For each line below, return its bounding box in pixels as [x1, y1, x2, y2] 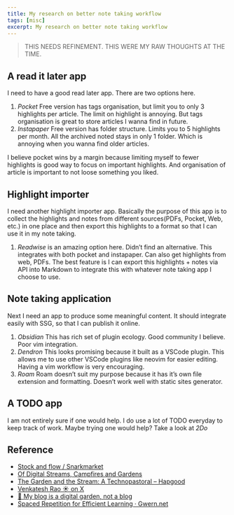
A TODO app [7, 397, 63, 410]
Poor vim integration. [17, 340, 78, 348]
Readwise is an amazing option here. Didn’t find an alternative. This [17, 243, 212, 251]
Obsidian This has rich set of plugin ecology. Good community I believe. [17, 332, 226, 341]
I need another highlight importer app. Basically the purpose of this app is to [7, 207, 227, 215]
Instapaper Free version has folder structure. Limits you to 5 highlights [17, 125, 221, 133]
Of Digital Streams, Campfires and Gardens [17, 470, 142, 479]
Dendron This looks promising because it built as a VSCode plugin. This [17, 348, 225, 356]
